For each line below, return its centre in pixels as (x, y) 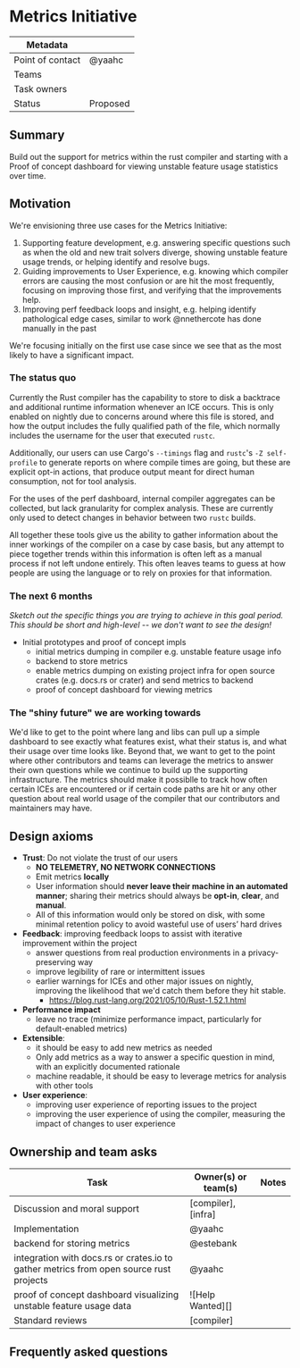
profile (24, 463)
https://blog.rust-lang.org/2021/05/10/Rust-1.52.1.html (148, 1000)
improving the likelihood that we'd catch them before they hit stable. (161, 991)
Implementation (46, 1229)
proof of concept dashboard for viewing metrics (124, 690)
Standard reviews (50, 1321)
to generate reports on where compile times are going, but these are (165, 462)
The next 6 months (51, 596)
